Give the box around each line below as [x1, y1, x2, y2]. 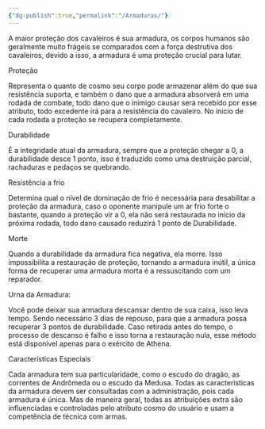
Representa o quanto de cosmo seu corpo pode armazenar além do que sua [8, 81, 258, 90]
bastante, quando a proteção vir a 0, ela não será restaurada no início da [8, 209, 246, 219]
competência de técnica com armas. [8, 412, 128, 421]
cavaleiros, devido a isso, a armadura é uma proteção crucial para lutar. [8, 50, 243, 59]
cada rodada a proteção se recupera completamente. [8, 114, 182, 124]
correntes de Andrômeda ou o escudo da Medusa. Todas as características [8, 377, 255, 387]
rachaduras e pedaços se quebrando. [8, 162, 132, 171]
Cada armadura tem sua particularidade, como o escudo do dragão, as [8, 370, 240, 379]
